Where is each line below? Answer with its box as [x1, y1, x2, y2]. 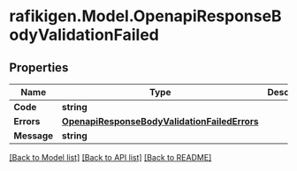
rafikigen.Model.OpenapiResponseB [9, 6, 282, 26]
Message [13, 130, 54, 142]
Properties [9, 60, 69, 75]
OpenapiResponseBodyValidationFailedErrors [61, 115, 259, 127]
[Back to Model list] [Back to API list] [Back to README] [9, 152, 212, 162]
